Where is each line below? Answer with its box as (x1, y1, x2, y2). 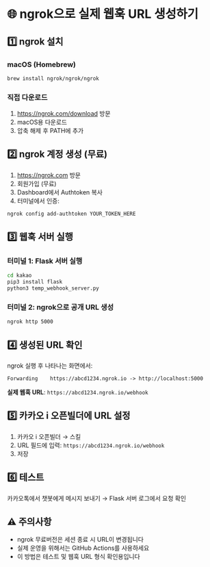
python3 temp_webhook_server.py (7, 285, 99, 292)
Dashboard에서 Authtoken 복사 (16, 188, 103, 196)
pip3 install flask (7, 279, 63, 286)
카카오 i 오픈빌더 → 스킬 (16, 432, 81, 440)
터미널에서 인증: (16, 197, 60, 205)
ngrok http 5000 (7, 318, 53, 325)
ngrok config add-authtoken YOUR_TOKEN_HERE (7, 210, 136, 217)
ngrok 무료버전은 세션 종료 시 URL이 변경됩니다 (16, 535, 144, 544)
